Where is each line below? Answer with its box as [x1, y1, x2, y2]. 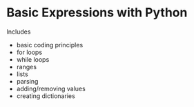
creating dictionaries [16, 91, 75, 100]
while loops [16, 55, 50, 63]
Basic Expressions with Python [6, 5, 188, 21]
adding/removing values [16, 84, 86, 93]
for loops [16, 48, 43, 56]
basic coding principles [16, 40, 84, 49]
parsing [16, 77, 39, 85]
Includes [6, 27, 31, 36]
